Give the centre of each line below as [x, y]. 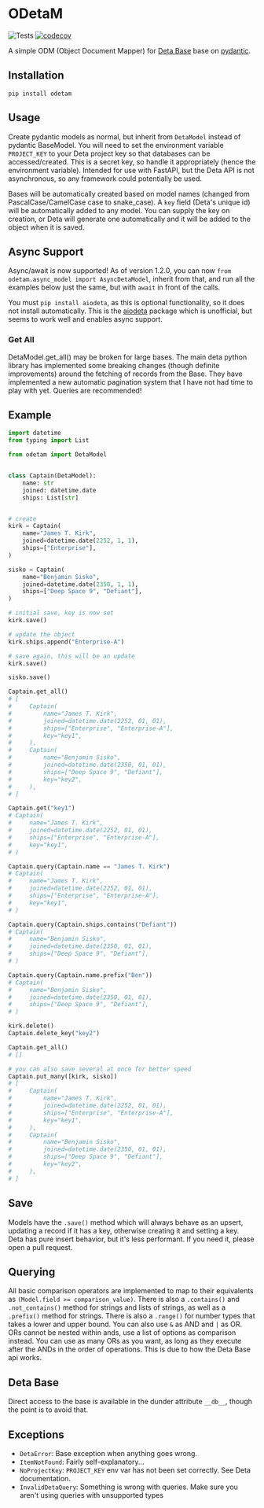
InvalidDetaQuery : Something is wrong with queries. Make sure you [128, 1487]
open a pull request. [40, 1247]
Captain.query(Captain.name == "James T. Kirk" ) [89, 866]
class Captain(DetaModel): [52, 476]
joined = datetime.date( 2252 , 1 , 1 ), [81, 541]
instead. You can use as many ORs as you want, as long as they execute [125, 1341]
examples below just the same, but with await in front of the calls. [114, 287]
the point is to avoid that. [48, 1410]
